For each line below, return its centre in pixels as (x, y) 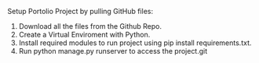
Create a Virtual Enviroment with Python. (84, 35)
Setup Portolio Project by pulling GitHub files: (80, 11)
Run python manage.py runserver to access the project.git (113, 51)
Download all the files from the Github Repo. (90, 26)
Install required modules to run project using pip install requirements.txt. (135, 43)
